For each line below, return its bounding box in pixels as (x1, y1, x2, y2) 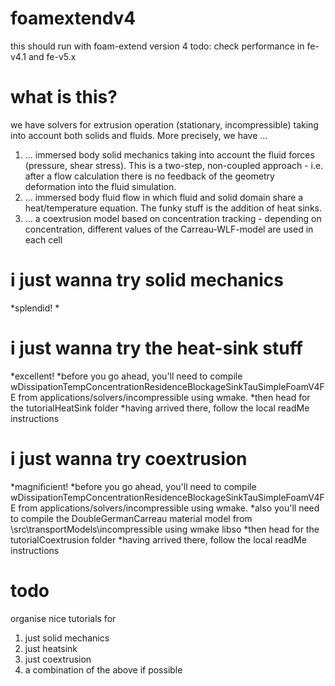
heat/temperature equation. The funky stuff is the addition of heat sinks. (24, 202, 322, 214)
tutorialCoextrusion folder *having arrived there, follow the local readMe (10, 533, 307, 546)
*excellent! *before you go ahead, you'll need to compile (10, 370, 243, 382)
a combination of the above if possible (24, 663, 183, 676)
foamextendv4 (10, 7, 137, 30)
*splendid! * (10, 302, 60, 314)
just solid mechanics (24, 632, 110, 644)
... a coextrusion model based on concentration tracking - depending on (24, 212, 322, 224)
